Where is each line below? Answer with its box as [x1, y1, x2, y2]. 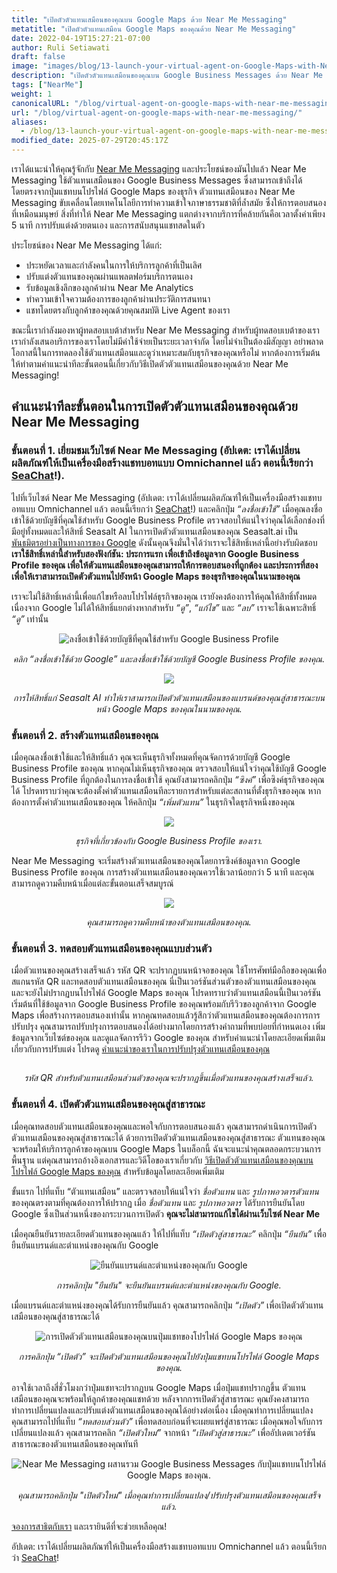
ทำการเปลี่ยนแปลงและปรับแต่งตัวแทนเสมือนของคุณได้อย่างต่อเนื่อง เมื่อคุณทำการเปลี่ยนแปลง [11, 1404, 314, 1416]
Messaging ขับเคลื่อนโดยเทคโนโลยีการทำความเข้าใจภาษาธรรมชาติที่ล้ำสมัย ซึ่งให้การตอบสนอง [11, 197, 327, 208]
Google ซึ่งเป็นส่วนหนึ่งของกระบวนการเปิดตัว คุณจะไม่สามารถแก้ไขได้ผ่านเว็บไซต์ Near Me [11, 1207, 321, 1220]
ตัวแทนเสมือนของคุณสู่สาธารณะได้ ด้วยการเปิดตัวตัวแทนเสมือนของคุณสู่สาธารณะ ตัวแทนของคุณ [11, 1131, 326, 1143]
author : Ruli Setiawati [11, 42, 111, 53]
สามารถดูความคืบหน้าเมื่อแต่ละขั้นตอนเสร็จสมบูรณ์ [11, 877, 174, 889]
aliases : [11, 117, 48, 127]
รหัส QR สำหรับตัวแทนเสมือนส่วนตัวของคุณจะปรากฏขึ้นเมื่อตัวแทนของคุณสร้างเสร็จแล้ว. [24, 1072, 314, 1084]
